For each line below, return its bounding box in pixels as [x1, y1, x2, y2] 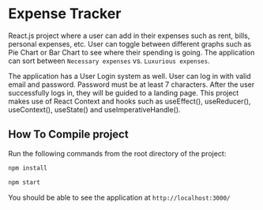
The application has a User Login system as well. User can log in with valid [8, 71, 251, 81]
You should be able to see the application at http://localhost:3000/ [8, 193, 231, 202]
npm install [8, 163, 47, 172]
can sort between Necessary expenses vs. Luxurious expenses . [8, 56, 211, 66]
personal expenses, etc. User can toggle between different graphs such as [8, 39, 251, 48]
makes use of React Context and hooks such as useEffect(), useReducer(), [8, 96, 251, 106]
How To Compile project [8, 128, 129, 141]
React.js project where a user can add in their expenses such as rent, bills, [8, 31, 250, 40]
